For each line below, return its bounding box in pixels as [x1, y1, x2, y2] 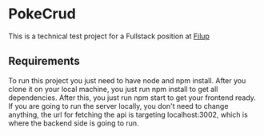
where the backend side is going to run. [8, 118, 139, 128]
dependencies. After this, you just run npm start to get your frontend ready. [8, 93, 256, 102]
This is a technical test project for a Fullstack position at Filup [8, 31, 210, 41]
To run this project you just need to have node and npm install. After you [8, 75, 246, 85]
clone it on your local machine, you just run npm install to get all [8, 84, 218, 94]
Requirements [8, 54, 80, 68]
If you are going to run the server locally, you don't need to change [8, 101, 229, 110]
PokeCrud [8, 5, 76, 23]
